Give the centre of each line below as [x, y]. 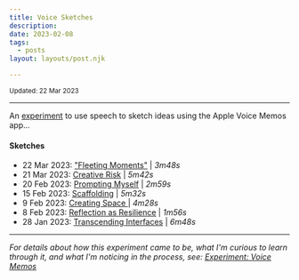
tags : [19, 42]
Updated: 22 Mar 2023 [44, 91]
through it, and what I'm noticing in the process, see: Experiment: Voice [140, 257]
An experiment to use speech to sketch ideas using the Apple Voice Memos [148, 116]
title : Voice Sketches [51, 17]
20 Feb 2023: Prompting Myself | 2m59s [97, 184]
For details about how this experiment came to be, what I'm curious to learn [148, 248]
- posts [32, 51]
